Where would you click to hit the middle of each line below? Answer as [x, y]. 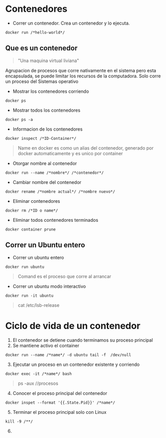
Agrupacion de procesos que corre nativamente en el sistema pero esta [81, 70]
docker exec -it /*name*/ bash [39, 374]
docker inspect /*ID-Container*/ [41, 138]
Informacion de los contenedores [48, 129]
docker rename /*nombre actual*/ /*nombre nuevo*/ [60, 192]
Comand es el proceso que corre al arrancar [64, 276]
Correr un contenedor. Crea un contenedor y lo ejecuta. [71, 23]
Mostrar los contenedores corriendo [51, 91]
